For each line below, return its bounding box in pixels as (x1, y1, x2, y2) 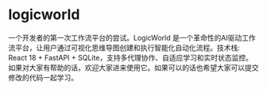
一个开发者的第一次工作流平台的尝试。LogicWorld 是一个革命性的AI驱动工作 (8, 33, 256, 42)
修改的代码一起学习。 (8, 72, 78, 82)
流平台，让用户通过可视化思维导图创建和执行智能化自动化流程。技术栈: (8, 42, 241, 53)
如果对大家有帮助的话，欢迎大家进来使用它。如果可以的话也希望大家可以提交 (8, 62, 259, 72)
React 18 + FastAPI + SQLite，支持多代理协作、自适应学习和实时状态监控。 (8, 53, 253, 62)
